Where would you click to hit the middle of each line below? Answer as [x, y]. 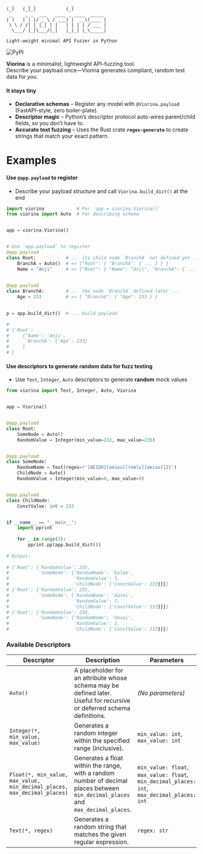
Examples [31, 161]
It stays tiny [21, 90]
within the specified [102, 741]
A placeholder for [99, 671]
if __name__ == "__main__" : [42, 522]
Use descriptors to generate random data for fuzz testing [79, 366]
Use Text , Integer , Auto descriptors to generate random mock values [101, 380]
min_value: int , [160, 734]
